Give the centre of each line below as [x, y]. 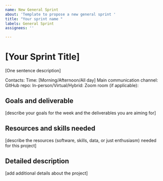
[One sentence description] [33, 71]
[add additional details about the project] [46, 173]
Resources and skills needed [50, 128]
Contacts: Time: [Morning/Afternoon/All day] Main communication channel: [81, 80]
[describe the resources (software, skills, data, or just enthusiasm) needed [81, 140]
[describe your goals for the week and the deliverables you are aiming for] [81, 113]
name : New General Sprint [32, 10]
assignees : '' [20, 28]
